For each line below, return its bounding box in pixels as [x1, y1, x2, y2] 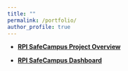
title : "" [7, 10, 37, 18]
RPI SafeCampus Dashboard [17, 56, 102, 65]
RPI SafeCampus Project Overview [17, 43, 121, 51]
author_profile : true [7, 23, 71, 30]
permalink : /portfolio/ [7, 17, 77, 24]
